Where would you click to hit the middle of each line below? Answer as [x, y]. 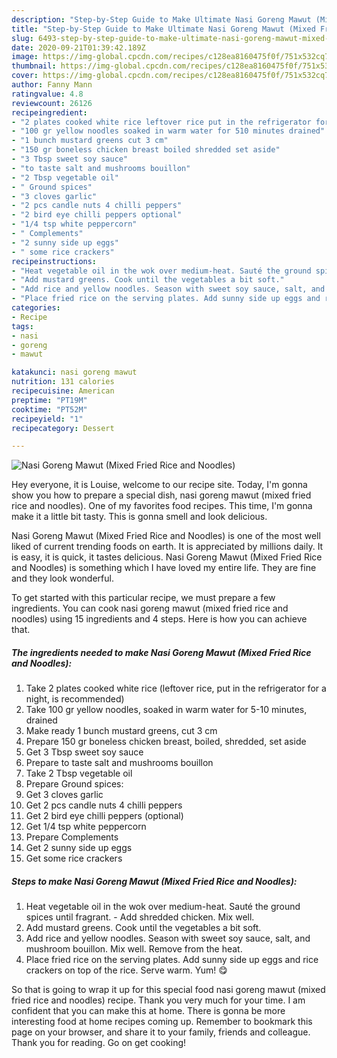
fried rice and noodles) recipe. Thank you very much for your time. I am [158, 1000]
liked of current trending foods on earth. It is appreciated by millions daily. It [167, 547]
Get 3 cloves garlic [64, 795]
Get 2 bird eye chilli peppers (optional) [104, 816]
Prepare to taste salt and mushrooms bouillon [119, 763]
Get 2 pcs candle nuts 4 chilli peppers [104, 805]
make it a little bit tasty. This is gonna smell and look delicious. [139, 517]
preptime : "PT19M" [49, 400]
